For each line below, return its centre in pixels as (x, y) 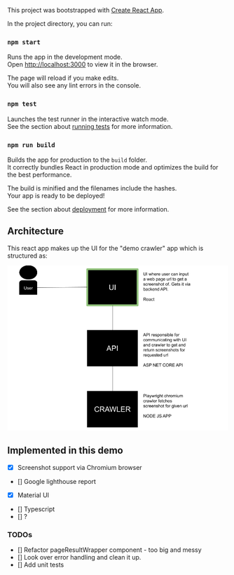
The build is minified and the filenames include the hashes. (92, 188)
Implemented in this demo (66, 451)
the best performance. (40, 174)
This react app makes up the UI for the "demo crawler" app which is (105, 248)
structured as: (27, 256)
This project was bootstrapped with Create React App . (86, 10)
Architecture (36, 231)
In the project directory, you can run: (60, 23)
